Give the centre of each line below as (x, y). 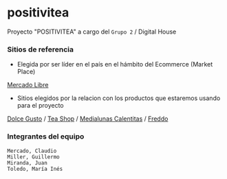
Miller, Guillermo (33, 157)
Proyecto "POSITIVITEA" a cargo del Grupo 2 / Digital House (92, 32)
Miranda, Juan (28, 163)
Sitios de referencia (41, 49)
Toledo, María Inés (35, 169)
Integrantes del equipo (46, 136)
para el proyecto (40, 106)
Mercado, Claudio (32, 151)
